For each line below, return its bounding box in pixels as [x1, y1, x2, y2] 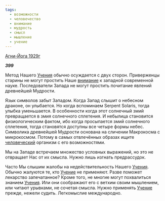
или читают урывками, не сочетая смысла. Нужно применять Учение [5, 185, 153, 191]
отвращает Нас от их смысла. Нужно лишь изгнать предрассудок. [5, 154, 146, 160]
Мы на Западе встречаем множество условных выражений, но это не [5, 149, 154, 155]
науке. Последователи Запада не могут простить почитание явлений [5, 82, 152, 88]
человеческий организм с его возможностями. [5, 139, 105, 145]
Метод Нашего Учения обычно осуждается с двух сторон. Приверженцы [5, 72, 160, 78]
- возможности [9, 12, 39, 17]
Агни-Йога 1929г [5, 53, 41, 59]
